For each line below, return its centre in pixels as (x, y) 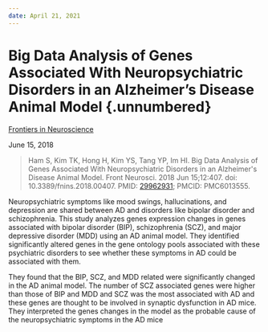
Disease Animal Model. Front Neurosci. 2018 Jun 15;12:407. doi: (133, 177)
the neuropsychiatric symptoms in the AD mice (86, 319)
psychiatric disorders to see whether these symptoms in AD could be (122, 252)
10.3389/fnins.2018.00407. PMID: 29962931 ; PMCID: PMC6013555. (139, 186)
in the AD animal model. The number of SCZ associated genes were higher (132, 285)
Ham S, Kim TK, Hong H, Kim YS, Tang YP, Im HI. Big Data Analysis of (143, 160)
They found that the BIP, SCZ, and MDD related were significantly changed (132, 277)
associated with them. (45, 261)
